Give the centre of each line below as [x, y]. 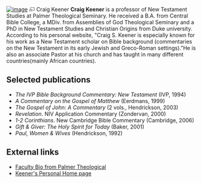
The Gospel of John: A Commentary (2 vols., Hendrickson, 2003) [97, 107]
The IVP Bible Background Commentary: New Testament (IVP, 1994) [100, 95]
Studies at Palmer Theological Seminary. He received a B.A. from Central [97, 16]
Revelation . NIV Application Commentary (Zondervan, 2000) [90, 114]
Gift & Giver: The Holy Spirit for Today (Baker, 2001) [79, 127]
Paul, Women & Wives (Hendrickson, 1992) [69, 133]
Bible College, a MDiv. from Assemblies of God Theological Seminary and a [100, 22]
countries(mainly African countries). [51, 61]
